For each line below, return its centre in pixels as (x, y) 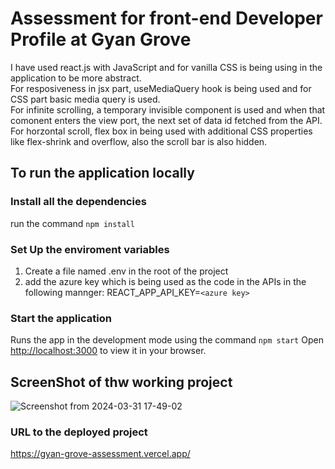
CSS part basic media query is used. (85, 99)
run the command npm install (73, 223)
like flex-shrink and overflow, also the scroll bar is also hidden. (139, 141)
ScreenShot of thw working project (121, 382)
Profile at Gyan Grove (101, 39)
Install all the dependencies (78, 202)
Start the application (61, 318)
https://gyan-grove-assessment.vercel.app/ (100, 454)
